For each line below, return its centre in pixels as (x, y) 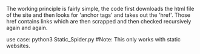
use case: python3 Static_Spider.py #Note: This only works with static (93, 39)
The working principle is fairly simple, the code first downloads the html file (100, 9)
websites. (18, 46)
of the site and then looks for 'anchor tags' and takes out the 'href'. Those (98, 15)
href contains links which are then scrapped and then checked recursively (99, 21)
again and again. (27, 28)
